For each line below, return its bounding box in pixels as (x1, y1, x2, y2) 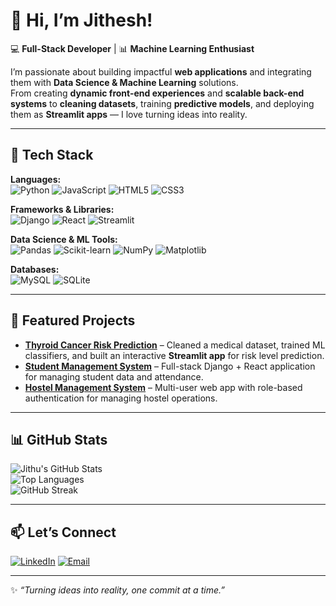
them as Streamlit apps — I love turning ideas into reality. (10, 108, 248, 120)
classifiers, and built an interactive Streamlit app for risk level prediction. (24, 349, 325, 361)
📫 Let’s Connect (10, 524, 117, 541)
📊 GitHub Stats (10, 431, 108, 448)
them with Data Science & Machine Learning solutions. (10, 76, 239, 88)
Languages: (10, 173, 62, 185)
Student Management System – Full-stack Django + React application (24, 360, 316, 372)
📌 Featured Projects (10, 312, 136, 329)
